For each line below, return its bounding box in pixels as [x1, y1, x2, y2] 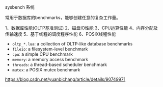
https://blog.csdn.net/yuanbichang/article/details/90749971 [5, 76, 126, 82]
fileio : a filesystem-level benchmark [12, 46, 88, 52]
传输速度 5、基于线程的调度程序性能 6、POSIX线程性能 [5, 31, 116, 37]
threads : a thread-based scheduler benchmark [12, 62, 107, 67]
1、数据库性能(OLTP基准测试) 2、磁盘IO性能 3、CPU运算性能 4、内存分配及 [5, 25, 158, 31]
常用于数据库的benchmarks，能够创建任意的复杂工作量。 [5, 15, 121, 21]
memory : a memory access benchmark [12, 57, 88, 62]
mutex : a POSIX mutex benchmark [12, 67, 81, 72]
